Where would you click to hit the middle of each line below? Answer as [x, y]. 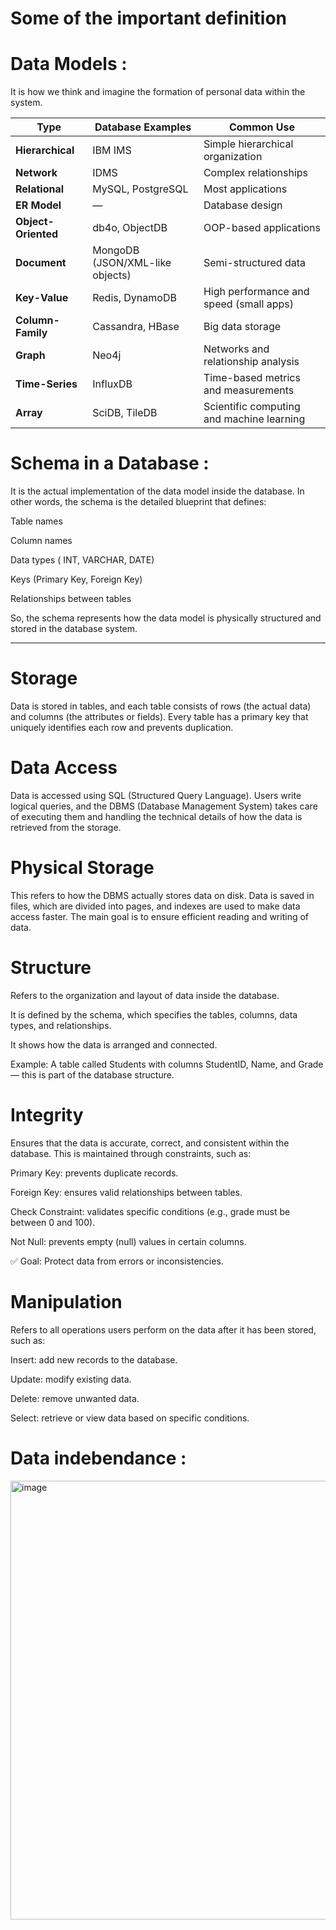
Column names [41, 541]
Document [41, 263]
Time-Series [46, 384]
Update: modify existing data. [71, 1379]
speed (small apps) [248, 304]
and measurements [249, 390]
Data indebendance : [98, 1458]
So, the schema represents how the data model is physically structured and [166, 618]
